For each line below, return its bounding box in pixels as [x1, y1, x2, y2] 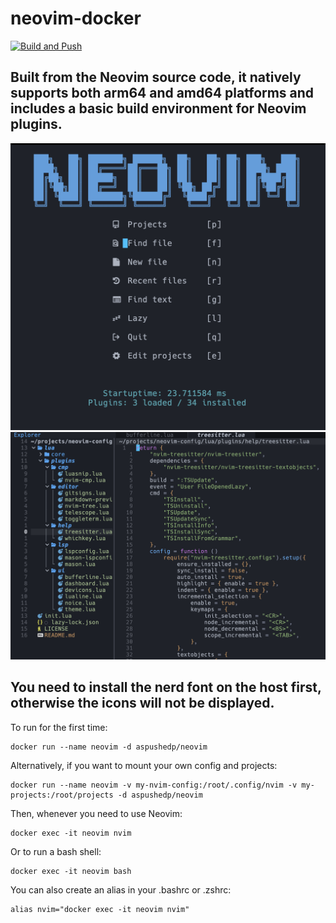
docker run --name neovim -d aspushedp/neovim [10, 742, 208, 752]
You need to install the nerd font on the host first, [10, 679, 322, 696]
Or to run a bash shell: [10, 845, 102, 857]
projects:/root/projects [10, 790, 114, 800]
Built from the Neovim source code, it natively [10, 69, 302, 86]
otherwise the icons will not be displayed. [10, 695, 275, 712]
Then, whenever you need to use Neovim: [10, 807, 183, 819]
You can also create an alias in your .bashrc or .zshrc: [10, 883, 232, 896]
